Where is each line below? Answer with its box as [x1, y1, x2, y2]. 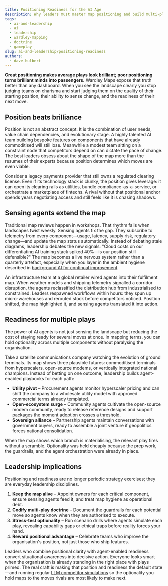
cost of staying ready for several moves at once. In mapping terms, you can [5, 334, 161, 340]
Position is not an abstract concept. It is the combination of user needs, [5, 126, 152, 132]
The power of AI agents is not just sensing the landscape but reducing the [5, 328, 157, 335]
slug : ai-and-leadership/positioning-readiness [5, 49, 106, 54]
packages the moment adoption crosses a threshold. [12, 412, 121, 418]
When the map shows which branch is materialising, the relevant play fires [5, 437, 158, 443]
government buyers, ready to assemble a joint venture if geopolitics [12, 422, 152, 428]
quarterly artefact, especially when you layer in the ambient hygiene [5, 259, 145, 265]
